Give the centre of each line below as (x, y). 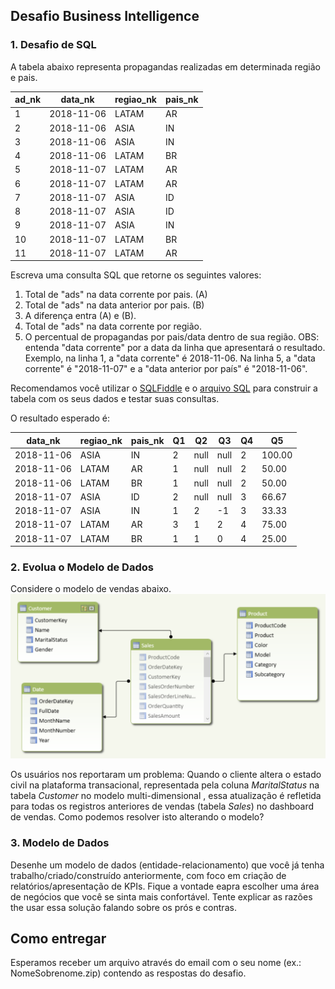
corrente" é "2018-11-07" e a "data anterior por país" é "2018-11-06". (166, 369)
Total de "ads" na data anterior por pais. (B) (114, 305)
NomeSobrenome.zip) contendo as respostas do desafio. (128, 973)
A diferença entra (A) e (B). (80, 316)
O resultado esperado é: (60, 418)
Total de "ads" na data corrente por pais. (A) (116, 295)
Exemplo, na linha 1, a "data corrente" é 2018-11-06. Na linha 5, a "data (170, 358)
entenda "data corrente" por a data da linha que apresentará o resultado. (175, 348)
